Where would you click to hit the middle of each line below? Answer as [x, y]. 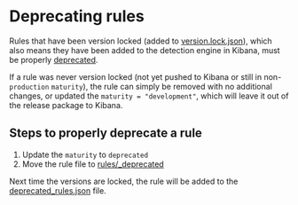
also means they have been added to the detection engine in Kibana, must [145, 50]
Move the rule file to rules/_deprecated [93, 164]
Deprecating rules [77, 16]
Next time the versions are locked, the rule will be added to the [124, 181]
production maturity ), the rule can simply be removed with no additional [141, 86]
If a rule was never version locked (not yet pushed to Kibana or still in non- [145, 76]
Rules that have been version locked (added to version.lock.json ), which [141, 41]
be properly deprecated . [54, 59]
